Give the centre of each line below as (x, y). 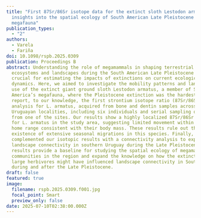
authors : (17, 39)
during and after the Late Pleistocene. (63, 167)
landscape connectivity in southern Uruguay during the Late (89, 145)
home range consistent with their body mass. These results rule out (100, 128)
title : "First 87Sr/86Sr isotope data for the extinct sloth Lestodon (96, 12)
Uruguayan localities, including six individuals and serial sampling (101, 112)
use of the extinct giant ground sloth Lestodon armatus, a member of (101, 90)
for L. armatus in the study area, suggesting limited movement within (103, 123)
